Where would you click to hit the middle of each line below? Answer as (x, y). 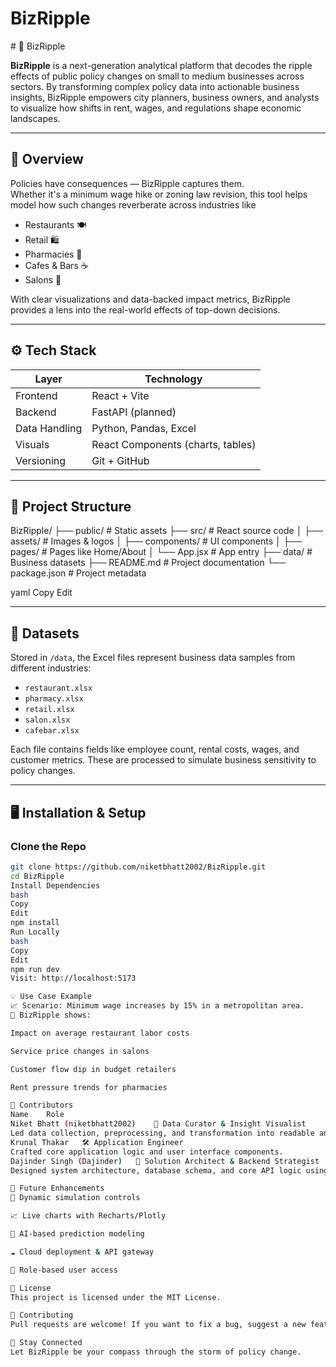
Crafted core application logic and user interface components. (147, 1152)
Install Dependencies (55, 885)
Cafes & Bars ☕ (56, 265)
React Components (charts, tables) (174, 444)
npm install (35, 923)
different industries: (51, 668)
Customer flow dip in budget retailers (93, 1069)
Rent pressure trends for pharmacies (89, 1087)
